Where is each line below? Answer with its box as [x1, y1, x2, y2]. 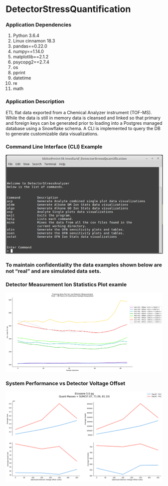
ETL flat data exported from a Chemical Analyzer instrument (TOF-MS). [5, 109, 152, 115]
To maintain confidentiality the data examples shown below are [5, 261, 163, 268]
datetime [12, 75, 31, 81]
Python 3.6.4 [12, 32, 39, 38]
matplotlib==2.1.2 [12, 54, 49, 60]
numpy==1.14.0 [12, 48, 44, 54]
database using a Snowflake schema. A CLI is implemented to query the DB [5, 125, 161, 131]
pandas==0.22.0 [12, 43, 48, 49]
